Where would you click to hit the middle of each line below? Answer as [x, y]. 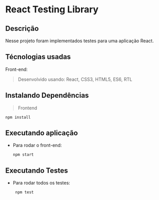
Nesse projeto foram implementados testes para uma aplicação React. [79, 41]
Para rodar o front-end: [37, 146]
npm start [23, 155]
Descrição [22, 29]
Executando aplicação [42, 133]
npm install [18, 117]
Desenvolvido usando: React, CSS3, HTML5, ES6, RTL [75, 79]
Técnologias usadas [38, 57]
